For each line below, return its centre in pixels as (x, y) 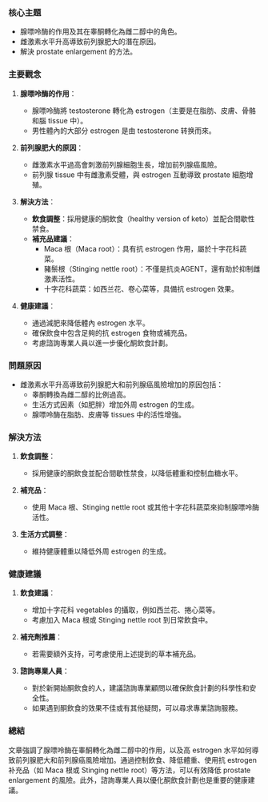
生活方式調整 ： (44, 534)
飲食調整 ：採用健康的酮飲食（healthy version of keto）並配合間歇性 (143, 219)
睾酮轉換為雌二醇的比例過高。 (81, 394)
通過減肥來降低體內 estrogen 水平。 (91, 323)
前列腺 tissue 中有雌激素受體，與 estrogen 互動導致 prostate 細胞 (139, 175)
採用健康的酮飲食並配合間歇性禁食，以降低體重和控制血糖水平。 (137, 474)
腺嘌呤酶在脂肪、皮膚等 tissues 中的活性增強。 (109, 414)
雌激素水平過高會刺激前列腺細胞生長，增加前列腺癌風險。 (126, 164)
